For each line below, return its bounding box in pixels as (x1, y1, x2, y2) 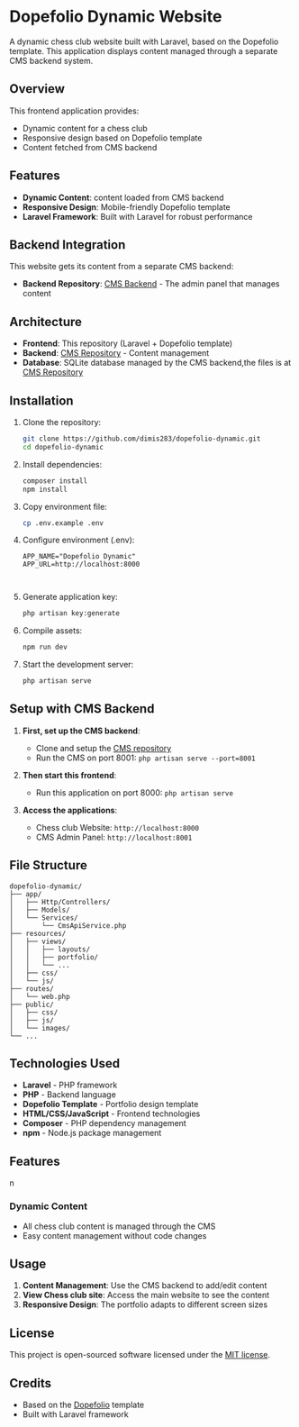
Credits (9, 1376, 52, 1391)
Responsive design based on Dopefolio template (22, 132, 203, 143)
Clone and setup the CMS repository (35, 742, 172, 753)
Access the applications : (22, 804, 118, 815)
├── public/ (9, 1000, 54, 1009)
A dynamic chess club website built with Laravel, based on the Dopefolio (9, 36, 279, 47)
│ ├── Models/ (9, 905, 70, 914)
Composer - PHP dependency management (22, 1118, 186, 1129)
